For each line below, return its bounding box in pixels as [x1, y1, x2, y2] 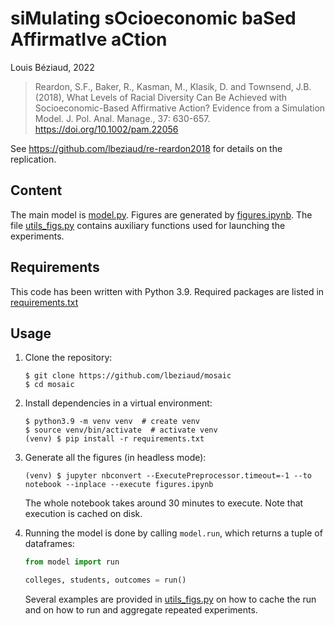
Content [10, 182, 63, 199]
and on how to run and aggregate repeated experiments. [24, 604, 258, 616]
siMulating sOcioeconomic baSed [10, 7, 297, 30]
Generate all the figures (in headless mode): [24, 452, 207, 464]
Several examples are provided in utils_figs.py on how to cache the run [24, 593, 317, 606]
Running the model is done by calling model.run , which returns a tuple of [24, 527, 323, 539]
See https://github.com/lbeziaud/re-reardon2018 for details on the [10, 142, 283, 154]
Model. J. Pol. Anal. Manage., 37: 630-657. [34, 112, 211, 124]
